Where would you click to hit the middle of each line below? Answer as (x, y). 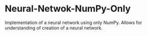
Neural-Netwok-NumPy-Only (68, 9)
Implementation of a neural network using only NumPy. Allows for (73, 22)
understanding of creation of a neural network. (54, 27)
